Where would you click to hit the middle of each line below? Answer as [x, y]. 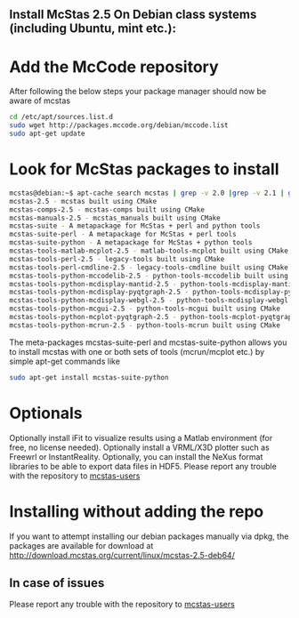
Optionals [46, 413]
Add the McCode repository [114, 67]
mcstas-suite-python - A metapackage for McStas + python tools [131, 243]
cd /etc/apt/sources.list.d [61, 117]
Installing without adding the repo [137, 511]
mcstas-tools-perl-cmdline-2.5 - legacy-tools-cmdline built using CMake [149, 267]
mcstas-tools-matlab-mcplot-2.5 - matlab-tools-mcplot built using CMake [149, 251]
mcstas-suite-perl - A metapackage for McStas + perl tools [123, 235]
